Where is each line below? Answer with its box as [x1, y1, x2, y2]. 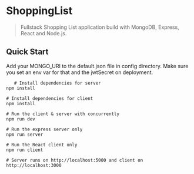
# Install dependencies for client [6, 95, 93, 101]
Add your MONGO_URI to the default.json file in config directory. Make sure [6, 62, 189, 69]
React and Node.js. [20, 29, 67, 36]
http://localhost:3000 [6, 162, 62, 168]
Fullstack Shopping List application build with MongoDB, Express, [20, 24, 179, 31]
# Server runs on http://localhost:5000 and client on [6, 157, 143, 163]
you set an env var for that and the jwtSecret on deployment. [6, 69, 153, 76]
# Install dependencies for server [14, 80, 101, 86]
